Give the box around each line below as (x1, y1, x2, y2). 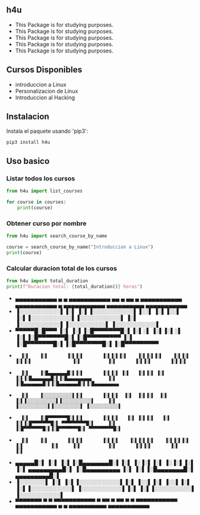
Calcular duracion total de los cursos (6, 264, 117, 272)
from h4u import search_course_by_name (6, 233, 108, 240)
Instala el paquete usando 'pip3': (6, 127, 89, 135)
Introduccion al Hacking (15, 94, 75, 101)
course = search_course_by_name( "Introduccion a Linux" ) (6, 244, 154, 250)
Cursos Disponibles (6, 65, 83, 75)
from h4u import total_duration (6, 277, 88, 284)
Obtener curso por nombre (6, 219, 87, 227)
